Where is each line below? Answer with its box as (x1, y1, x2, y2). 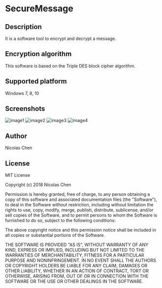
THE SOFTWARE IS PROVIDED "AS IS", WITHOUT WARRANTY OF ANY (5, 242, 149, 248)
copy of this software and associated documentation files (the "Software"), (5, 196, 158, 202)
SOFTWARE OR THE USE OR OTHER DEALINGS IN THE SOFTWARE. (5, 279, 143, 285)
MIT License (5, 172, 31, 178)
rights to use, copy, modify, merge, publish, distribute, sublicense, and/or (5, 207, 154, 213)
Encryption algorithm (5, 50, 72, 58)
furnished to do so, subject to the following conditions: (5, 218, 116, 224)
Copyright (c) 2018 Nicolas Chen (5, 182, 71, 188)
